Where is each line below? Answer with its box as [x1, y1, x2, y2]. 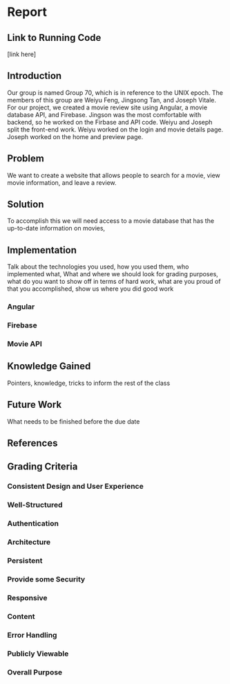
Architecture [7, 537, 51, 547]
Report [7, 4, 47, 20]
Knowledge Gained [7, 361, 91, 372]
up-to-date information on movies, [7, 224, 106, 233]
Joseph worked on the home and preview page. [7, 132, 144, 141]
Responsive [7, 593, 48, 602]
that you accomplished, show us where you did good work [7, 285, 174, 293]
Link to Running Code [7, 32, 102, 44]
